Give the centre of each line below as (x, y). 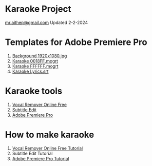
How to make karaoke (49, 135)
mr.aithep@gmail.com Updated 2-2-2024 (47, 22)
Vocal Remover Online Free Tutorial (47, 148)
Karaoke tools (34, 91)
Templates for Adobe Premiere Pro (76, 42)
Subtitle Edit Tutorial (32, 153)
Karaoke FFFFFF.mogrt (35, 66)
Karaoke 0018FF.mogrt (35, 61)
